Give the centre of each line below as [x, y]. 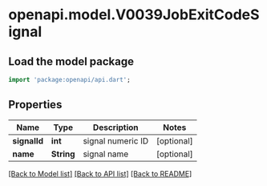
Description [115, 127]
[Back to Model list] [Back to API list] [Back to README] [100, 173]
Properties [35, 105]
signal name [106, 154]
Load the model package [71, 61]
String [63, 154]
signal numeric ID [116, 140]
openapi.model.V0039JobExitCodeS [134, 15]
